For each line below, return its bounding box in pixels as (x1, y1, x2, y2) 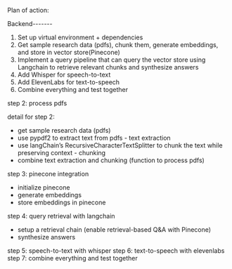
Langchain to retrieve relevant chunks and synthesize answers (17, 63, 199, 71)
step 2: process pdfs (7, 99, 67, 107)
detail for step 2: (7, 112, 55, 121)
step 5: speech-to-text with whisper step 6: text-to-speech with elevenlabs (7, 247, 225, 255)
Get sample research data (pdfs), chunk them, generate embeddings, (17, 41, 219, 48)
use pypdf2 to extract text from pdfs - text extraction (17, 133, 171, 142)
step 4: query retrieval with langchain (7, 212, 115, 220)
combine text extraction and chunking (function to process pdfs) (17, 156, 205, 164)
